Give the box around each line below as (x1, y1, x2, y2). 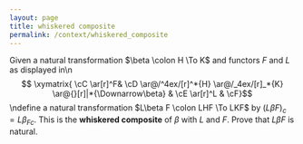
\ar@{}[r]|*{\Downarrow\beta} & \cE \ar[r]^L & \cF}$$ (52, 88, 253, 100)
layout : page (9, 13, 59, 23)
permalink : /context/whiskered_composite (9, 30, 169, 39)
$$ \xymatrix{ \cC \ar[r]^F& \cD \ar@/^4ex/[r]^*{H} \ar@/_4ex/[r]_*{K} (21, 79, 284, 90)
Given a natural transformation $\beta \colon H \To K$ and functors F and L (9, 55, 290, 66)
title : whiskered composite (9, 22, 116, 31)
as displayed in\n (9, 64, 73, 75)
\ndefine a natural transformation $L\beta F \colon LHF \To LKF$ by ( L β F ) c (9, 102, 288, 116)
